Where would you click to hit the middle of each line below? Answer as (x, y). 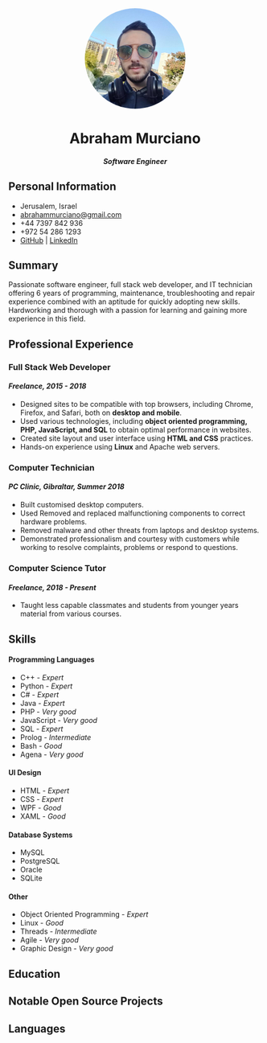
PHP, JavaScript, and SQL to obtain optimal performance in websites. (136, 429)
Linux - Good (42, 923)
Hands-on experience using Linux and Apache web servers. (120, 446)
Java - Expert (43, 703)
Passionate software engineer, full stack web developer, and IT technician (131, 285)
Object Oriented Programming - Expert (84, 914)
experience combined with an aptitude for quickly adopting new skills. (124, 302)
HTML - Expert (45, 790)
